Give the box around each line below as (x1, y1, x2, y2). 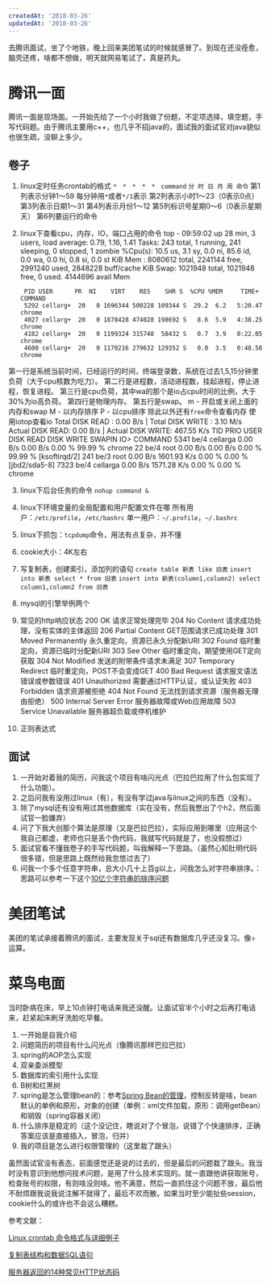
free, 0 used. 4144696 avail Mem (19, 272, 131, 282)
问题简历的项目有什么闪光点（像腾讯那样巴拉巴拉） (19, 1039, 190, 1050)
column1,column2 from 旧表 (19, 583, 109, 592)
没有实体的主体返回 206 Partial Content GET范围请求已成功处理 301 (34, 626, 258, 636)
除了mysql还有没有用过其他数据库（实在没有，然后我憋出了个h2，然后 (19, 803, 254, 812)
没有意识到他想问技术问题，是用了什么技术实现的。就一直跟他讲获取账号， (15, 1168, 263, 1177)
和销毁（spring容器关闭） (19, 1110, 106, 1120)
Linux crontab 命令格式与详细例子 (8, 1232, 120, 1242)
